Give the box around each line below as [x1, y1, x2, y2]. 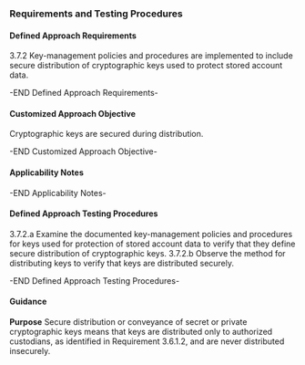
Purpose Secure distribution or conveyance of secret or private [9, 316, 248, 327]
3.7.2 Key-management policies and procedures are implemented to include [9, 50, 293, 61]
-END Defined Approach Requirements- [9, 88, 159, 99]
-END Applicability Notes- [9, 187, 107, 198]
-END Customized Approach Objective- [9, 146, 158, 157]
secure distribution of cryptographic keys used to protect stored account [9, 60, 283, 71]
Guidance [9, 296, 47, 308]
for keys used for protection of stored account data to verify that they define [9, 238, 296, 249]
